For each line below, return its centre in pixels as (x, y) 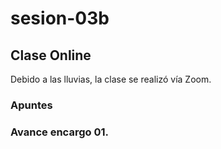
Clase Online (51, 55)
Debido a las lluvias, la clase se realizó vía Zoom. (111, 79)
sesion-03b (60, 18)
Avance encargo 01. (59, 132)
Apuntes (31, 105)
